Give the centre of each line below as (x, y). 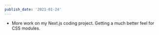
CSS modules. (26, 28)
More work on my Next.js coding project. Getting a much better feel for (83, 23)
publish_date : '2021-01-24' (33, 9)
